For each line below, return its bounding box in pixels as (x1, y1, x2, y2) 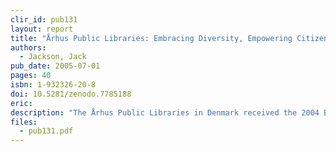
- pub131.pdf (19, 126, 74, 136)
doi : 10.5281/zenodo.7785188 (10, 89, 132, 99)
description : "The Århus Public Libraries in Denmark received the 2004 (10, 107, 320, 118)
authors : (10, 42, 47, 53)
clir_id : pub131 (10, 14, 78, 25)
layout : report (10, 24, 74, 34)
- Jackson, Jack (19, 52, 87, 62)
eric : (10, 98, 33, 108)
